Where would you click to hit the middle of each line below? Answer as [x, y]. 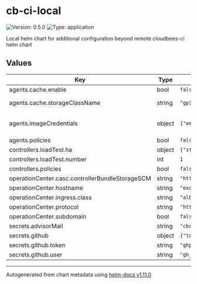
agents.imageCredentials [43, 123]
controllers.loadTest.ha [40, 150]
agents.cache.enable [38, 89]
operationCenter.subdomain [48, 217]
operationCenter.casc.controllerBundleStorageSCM [80, 178]
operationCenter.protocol [44, 207]
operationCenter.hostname [46, 188]
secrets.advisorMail [36, 226]
